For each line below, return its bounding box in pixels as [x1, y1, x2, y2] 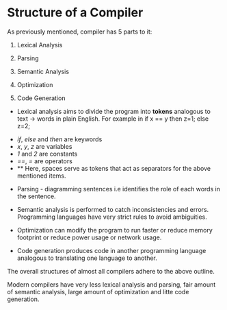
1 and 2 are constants [16, 150, 78, 158]
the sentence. [16, 192, 56, 200]
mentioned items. [16, 171, 66, 180]
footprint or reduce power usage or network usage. [16, 233, 162, 241]
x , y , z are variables [16, 142, 72, 150]
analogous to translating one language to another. [16, 254, 157, 262]
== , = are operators [16, 156, 73, 165]
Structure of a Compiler [7, 5, 144, 21]
